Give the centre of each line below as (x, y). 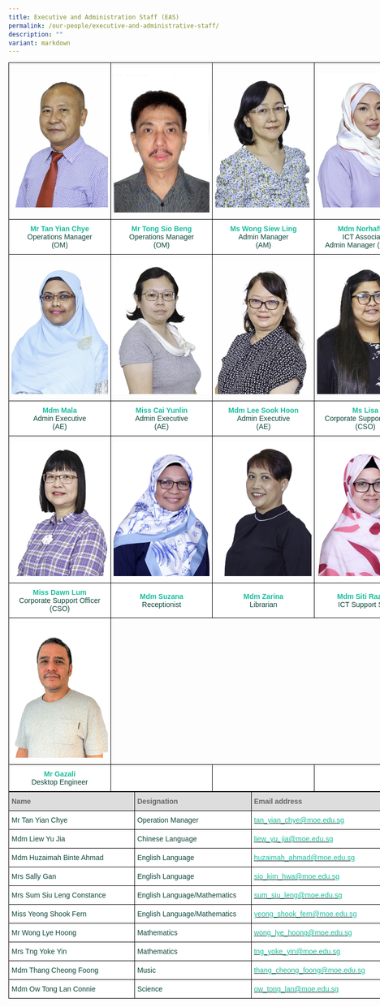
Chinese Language (167, 839)
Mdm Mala (60, 411)
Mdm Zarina (263, 596)
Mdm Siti (352, 596)
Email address (278, 802)
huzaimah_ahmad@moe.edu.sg (304, 858)
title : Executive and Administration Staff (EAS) (94, 17)
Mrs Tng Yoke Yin (39, 952)
